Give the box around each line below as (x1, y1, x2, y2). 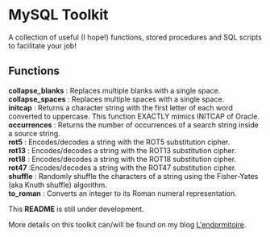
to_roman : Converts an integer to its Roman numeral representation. (8, 188, 238, 198)
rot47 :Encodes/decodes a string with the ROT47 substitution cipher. (8, 163, 237, 173)
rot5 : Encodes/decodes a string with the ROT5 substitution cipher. (8, 137, 231, 147)
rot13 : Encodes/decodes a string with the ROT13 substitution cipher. (8, 145, 236, 155)
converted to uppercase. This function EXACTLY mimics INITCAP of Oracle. (8, 111, 260, 121)
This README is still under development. (8, 204, 144, 214)
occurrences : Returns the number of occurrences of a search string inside (8, 119, 260, 130)
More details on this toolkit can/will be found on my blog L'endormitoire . (8, 219, 247, 229)
